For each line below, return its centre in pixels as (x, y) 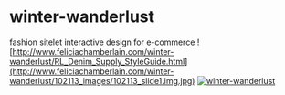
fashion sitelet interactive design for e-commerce (102, 42)
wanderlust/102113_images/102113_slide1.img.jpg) (102, 80)
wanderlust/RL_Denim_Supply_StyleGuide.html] (99, 61)
